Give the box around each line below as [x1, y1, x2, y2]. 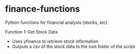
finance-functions [5, 3, 80, 15]
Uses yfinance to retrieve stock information [12, 38, 99, 44]
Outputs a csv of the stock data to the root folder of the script [12, 43, 135, 49]
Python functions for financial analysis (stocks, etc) [5, 19, 108, 25]
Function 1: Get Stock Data [5, 29, 58, 35]
